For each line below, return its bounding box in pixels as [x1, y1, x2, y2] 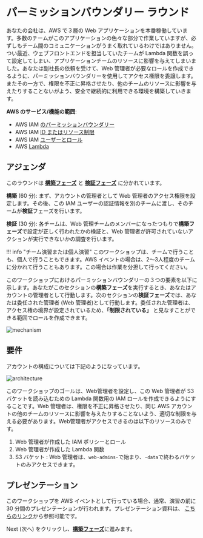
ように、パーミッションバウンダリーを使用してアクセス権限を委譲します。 [11, 72, 197, 79]
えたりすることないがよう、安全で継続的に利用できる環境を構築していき [6, 87, 187, 95]
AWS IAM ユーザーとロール [15, 136, 83, 143]
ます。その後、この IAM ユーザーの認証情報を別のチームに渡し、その [16, 200, 188, 207]
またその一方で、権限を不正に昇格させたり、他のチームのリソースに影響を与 [6, 79, 197, 87]
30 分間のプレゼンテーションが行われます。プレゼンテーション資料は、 [6, 505, 184, 513]
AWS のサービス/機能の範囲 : [6, 107, 77, 115]
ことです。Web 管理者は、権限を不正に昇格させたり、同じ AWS [11, 402, 170, 409]
